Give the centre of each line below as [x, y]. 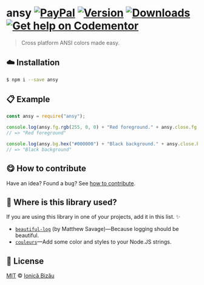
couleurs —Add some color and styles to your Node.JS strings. [93, 242]
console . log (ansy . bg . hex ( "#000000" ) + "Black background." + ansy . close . [102, 144]
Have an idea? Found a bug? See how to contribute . [71, 183]
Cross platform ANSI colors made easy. [70, 43]
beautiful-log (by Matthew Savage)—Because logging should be [97, 229]
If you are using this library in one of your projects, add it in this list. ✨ [93, 217]
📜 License [25, 261]
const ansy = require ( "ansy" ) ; [46, 116]
